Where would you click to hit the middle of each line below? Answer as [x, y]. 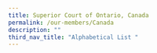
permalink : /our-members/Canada [61, 23]
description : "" [35, 30]
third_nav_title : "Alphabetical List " [73, 37]
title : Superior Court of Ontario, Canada [78, 15]
